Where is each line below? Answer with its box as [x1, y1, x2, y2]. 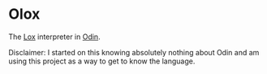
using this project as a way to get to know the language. [8, 56, 196, 66]
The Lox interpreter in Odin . [8, 32, 101, 41]
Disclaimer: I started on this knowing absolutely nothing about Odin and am [8, 47, 260, 57]
